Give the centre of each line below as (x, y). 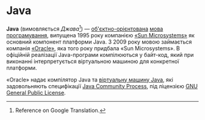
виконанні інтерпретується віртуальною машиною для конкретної (93, 61)
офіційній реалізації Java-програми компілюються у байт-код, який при (100, 54)
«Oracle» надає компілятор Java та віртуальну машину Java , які (90, 80)
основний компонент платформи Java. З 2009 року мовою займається (99, 42)
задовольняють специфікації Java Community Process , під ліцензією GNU (102, 86)
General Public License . (36, 92)
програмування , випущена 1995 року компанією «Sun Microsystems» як (101, 35)
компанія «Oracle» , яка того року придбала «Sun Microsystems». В (93, 48)
